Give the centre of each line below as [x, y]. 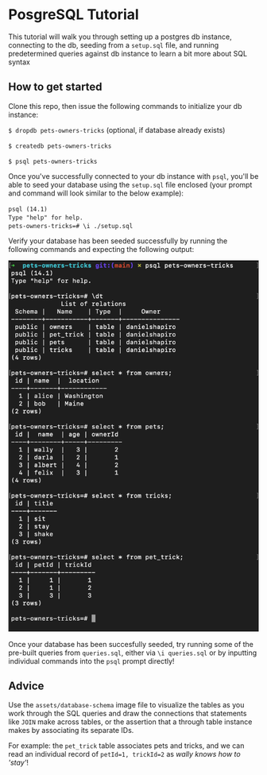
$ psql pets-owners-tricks [53, 161]
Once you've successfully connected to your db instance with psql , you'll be [133, 176]
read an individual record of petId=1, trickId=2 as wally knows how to [124, 754]
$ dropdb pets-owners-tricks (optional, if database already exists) [117, 130]
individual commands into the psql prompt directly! [91, 661]
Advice [26, 686]
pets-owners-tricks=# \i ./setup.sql [71, 226]
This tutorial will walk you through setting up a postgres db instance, [120, 37]
